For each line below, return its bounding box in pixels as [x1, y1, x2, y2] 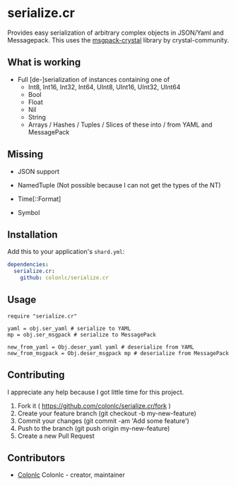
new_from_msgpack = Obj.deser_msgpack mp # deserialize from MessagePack [7, 349, 230, 357]
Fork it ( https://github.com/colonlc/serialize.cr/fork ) [17, 401, 171, 410]
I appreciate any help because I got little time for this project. [7, 388, 184, 396]
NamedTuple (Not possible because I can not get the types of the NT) [17, 180, 221, 189]
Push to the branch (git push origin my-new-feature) [17, 424, 170, 432]
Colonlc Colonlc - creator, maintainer [17, 470, 125, 479]
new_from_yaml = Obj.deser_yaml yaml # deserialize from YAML [7, 343, 194, 351]
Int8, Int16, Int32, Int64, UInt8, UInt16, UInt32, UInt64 [28, 83, 181, 91]
